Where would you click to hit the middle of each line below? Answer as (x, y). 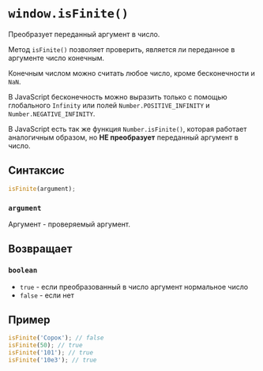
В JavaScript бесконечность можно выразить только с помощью (118, 96)
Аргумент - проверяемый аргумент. (69, 224)
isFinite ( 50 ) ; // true (45, 346)
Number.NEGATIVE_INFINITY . (52, 114)
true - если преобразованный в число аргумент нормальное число (134, 287)
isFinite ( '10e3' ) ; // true (53, 360)
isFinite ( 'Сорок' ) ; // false (56, 338)
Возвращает (40, 249)
